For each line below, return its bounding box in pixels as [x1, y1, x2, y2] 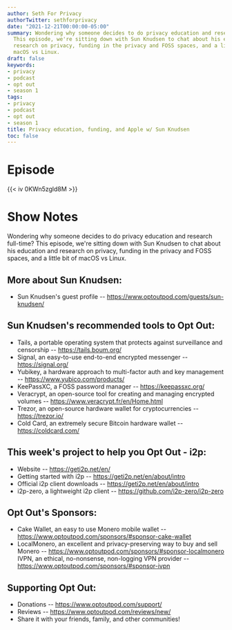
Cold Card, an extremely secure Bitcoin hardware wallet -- [17, 419, 184, 427]
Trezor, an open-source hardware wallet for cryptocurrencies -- [17, 404, 199, 412]
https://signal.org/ [17, 360, 69, 369]
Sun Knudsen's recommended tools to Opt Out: [7, 319, 215, 332]
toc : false [7, 132, 39, 139]
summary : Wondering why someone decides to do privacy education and [7, 29, 212, 37]
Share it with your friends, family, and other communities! [17, 615, 181, 623]
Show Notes [7, 209, 78, 225]
